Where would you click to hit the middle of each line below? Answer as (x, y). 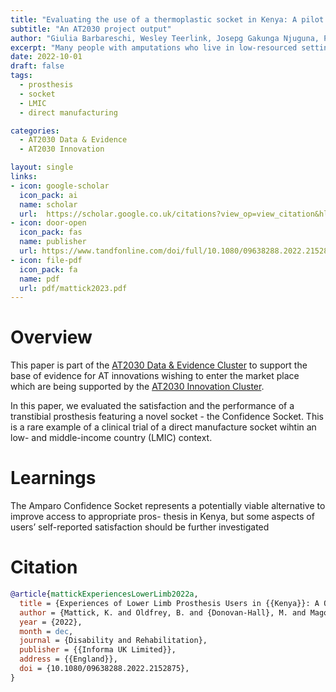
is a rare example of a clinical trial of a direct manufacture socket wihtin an (163, 427)
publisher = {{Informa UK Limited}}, (98, 650)
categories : (35, 131)
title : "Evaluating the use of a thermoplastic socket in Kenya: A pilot (167, 19)
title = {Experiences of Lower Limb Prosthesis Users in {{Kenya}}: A (169, 603)
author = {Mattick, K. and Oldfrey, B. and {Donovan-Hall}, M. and (163, 612)
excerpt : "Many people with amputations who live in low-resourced (154, 47)
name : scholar (48, 204)
